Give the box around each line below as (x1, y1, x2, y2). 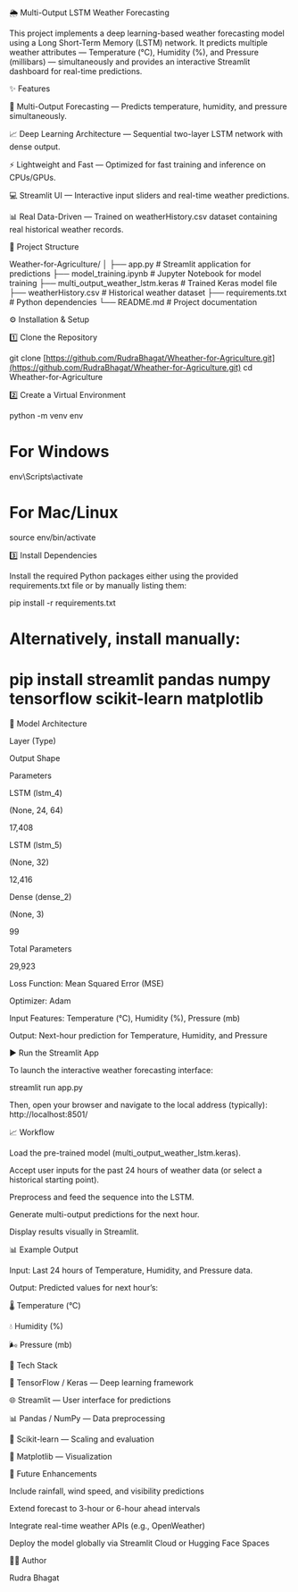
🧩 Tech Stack (9, 1360, 58, 1370)
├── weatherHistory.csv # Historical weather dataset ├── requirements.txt (9, 287, 287, 298)
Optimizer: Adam (9, 995, 71, 1006)
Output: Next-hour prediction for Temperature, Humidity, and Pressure (9, 1030, 268, 1040)
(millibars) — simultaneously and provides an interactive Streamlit (9, 56, 251, 67)
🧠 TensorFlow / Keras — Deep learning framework (9, 1377, 195, 1388)
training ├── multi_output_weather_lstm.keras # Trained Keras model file (9, 278, 277, 288)
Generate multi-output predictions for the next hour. (9, 1209, 200, 1219)
